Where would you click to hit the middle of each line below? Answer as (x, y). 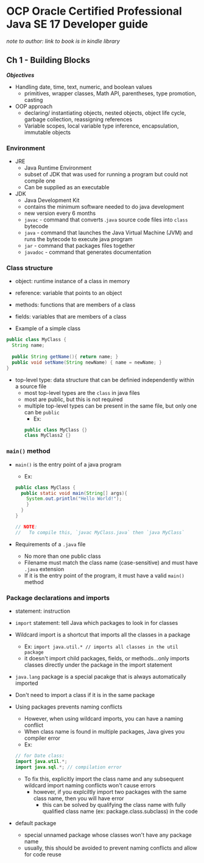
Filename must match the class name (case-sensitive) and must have (111, 562)
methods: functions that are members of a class (75, 305)
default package (36, 823)
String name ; (28, 345)
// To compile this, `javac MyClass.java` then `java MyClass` (100, 532)
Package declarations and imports (58, 598)
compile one (40, 181)
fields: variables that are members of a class (71, 317)
